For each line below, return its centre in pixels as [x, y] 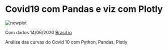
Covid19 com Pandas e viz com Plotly [84, 9]
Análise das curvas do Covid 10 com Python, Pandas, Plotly [66, 42]
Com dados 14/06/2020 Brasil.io [38, 32]
